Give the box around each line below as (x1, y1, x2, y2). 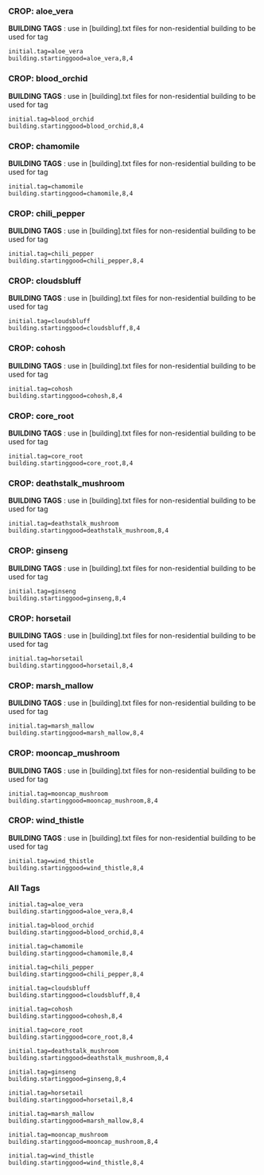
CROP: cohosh (8, 343, 66, 354)
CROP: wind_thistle (8, 815, 85, 826)
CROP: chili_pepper (8, 207, 85, 219)
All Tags (8, 882, 41, 893)
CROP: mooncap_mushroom (8, 747, 121, 759)
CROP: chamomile (8, 140, 80, 152)
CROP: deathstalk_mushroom (8, 478, 126, 488)
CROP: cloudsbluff (8, 275, 82, 286)
